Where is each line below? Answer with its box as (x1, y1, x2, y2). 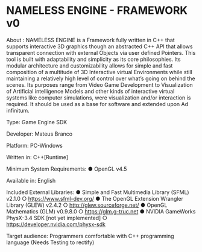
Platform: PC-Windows (6, 142, 63, 149)
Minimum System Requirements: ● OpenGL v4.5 (6, 165, 127, 172)
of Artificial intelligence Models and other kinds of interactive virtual (6, 87, 175, 95)
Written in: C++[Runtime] (6, 153, 68, 160)
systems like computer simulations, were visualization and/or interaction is (6, 94, 191, 101)
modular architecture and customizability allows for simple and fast (6, 61, 173, 69)
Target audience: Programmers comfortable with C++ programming (6, 232, 174, 239)
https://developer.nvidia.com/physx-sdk (6, 221, 106, 228)
